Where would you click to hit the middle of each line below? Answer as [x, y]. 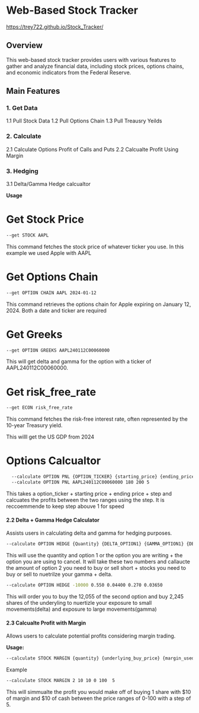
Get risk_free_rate [51, 392]
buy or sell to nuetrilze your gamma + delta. [59, 575]
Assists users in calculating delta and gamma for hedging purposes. [89, 533]
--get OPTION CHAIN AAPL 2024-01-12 [51, 293]
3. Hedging [22, 171]
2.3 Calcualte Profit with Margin [46, 623]
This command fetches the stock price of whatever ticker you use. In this [95, 247]
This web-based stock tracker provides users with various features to [91, 59]
